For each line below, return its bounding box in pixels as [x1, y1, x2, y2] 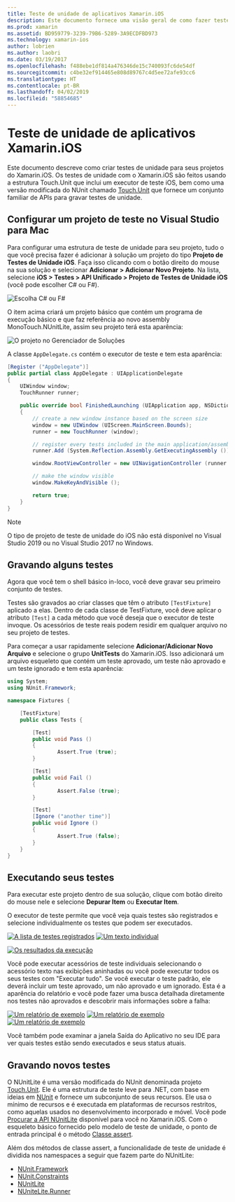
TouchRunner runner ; [20, 389, 80, 396]
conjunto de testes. [7, 585, 63, 594]
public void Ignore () [32, 820, 99, 827]
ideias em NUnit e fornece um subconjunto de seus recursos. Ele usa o [7, 1093, 212, 1102]
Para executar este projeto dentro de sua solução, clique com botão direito [7, 890, 223, 899]
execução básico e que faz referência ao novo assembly [7, 315, 170, 323]
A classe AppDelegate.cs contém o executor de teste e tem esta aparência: [7, 349, 222, 358]
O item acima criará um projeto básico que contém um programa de [7, 307, 203, 316]
